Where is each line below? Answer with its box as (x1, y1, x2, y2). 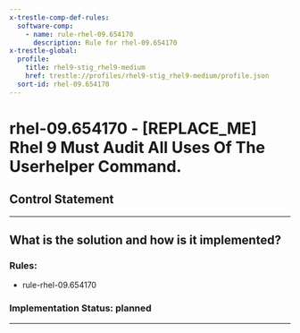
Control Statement (9, 192, 114, 207)
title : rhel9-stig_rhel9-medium (25, 64, 146, 73)
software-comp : (17, 21, 74, 30)
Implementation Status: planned (9, 302, 152, 314)
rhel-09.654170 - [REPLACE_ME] (9, 118, 257, 139)
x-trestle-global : (9, 47, 78, 55)
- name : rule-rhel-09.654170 (25, 30, 134, 38)
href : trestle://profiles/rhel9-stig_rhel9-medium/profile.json (25, 72, 270, 81)
